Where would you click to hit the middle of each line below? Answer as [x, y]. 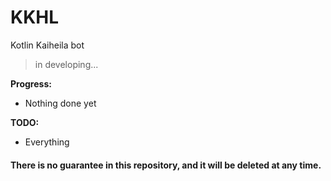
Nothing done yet [60, 103]
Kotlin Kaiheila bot [47, 45]
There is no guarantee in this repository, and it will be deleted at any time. [166, 165]
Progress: [31, 83]
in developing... [66, 64]
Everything [47, 142]
